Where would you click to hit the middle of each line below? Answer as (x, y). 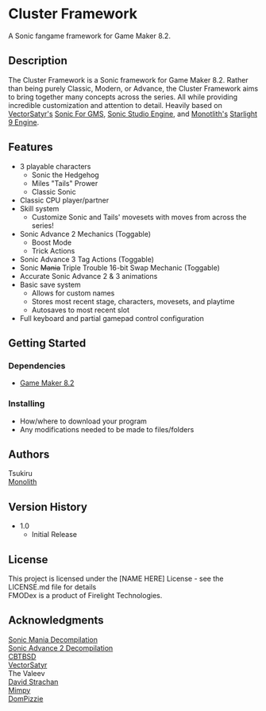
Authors (29, 454)
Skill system (39, 208)
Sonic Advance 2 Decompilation (61, 647)
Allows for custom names (73, 293)
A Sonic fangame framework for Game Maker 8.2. (89, 36)
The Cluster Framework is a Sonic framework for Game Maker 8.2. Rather (128, 79)
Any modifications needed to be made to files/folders (107, 429)
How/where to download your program (83, 421)
